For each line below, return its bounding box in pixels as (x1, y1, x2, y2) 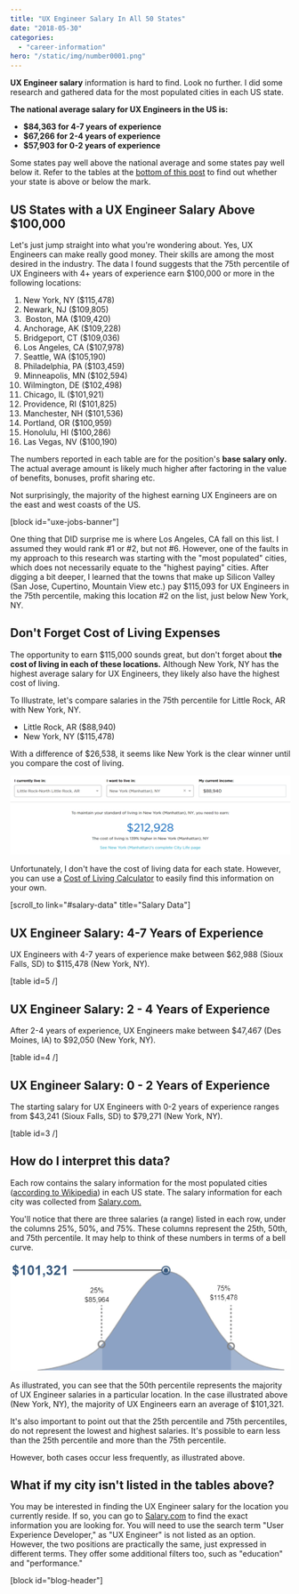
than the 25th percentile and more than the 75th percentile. (10, 1435, 227, 1445)
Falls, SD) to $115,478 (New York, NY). (10, 959, 150, 970)
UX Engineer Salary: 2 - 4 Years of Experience (10, 1002, 271, 1017)
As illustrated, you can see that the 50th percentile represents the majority (10, 1380, 283, 1390)
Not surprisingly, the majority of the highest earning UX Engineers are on (10, 489, 278, 500)
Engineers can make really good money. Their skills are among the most (10, 249, 274, 260)
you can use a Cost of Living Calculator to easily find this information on (10, 873, 275, 884)
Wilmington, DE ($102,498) (22, 379, 123, 390)
